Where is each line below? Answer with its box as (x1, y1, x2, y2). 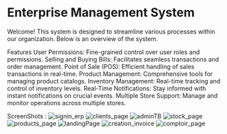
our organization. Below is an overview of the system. (7, 34, 159, 42)
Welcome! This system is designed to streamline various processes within (7, 27, 215, 36)
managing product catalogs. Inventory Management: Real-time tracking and (7, 77, 221, 85)
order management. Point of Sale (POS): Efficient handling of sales (7, 62, 195, 70)
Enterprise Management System (7, 5, 195, 21)
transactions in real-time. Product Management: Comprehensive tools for (7, 70, 213, 78)
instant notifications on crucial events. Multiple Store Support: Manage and (7, 91, 218, 100)
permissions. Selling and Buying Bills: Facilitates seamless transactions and (7, 55, 219, 63)
